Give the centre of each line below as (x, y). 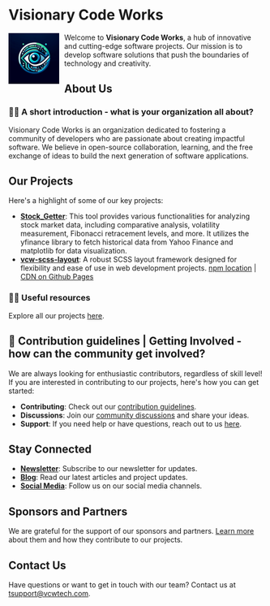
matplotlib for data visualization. (73, 251)
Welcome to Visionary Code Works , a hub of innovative (158, 37)
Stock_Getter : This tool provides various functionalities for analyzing (135, 216)
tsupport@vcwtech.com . (49, 593)
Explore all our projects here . (57, 315)
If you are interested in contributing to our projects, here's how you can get (134, 382)
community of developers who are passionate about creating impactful (127, 138)
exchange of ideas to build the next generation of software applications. (129, 155)
